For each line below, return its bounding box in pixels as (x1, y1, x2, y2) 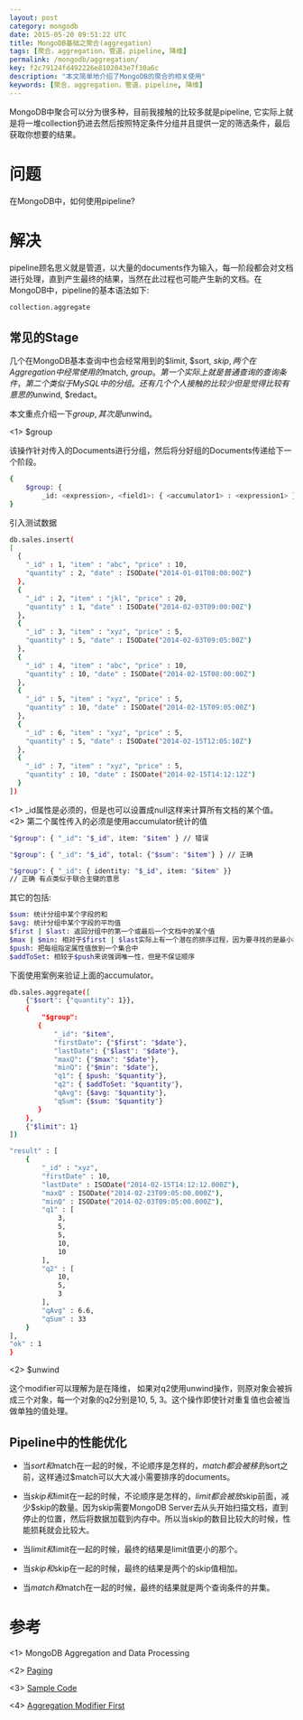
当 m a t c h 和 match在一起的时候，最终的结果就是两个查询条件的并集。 (22, 1582, 275, 1593)
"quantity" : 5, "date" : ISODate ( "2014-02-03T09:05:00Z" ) (25, 636, 252, 646)
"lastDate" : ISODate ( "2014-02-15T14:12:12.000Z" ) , (41, 1180, 241, 1189)
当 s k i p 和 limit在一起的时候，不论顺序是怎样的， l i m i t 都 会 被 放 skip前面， (22, 1491, 282, 1502)
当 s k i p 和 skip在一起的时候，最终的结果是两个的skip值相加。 (22, 1563, 243, 1574)
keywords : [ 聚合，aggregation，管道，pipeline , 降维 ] (9, 80, 204, 89)
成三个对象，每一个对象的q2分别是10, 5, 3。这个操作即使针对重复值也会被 (9, 1394, 282, 1405)
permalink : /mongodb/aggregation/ (9, 55, 140, 64)
